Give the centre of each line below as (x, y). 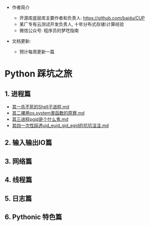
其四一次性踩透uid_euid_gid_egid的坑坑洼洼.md (60, 125)
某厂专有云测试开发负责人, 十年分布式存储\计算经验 (72, 24)
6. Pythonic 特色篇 (33, 217)
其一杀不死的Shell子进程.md (40, 107)
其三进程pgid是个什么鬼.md (40, 119)
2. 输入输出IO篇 (28, 143)
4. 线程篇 (18, 180)
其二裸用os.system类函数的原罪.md (48, 113)
